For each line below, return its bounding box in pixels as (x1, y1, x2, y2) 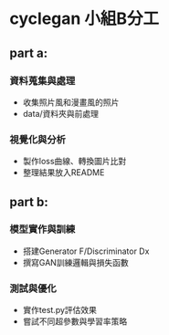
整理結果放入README (22, 167, 105, 178)
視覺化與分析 (9, 133, 67, 146)
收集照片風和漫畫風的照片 (22, 97, 120, 108)
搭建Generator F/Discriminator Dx (22, 246, 150, 256)
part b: (9, 194, 48, 210)
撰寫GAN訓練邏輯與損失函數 (22, 256, 130, 267)
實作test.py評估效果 (22, 305, 98, 316)
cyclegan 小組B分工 (9, 8, 160, 29)
